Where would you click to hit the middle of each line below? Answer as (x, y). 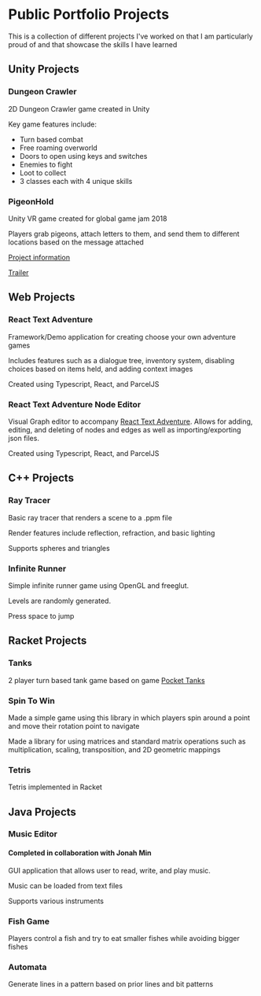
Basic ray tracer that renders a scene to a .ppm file (90, 517)
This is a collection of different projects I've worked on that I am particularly (130, 36)
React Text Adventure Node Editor (75, 404)
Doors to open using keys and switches (83, 156)
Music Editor (33, 834)
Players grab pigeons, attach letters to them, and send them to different (124, 233)
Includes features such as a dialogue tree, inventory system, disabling (121, 360)
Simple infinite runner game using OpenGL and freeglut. (99, 585)
